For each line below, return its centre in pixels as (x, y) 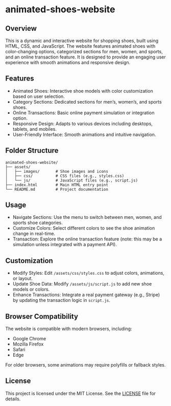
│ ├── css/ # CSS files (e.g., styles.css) (65, 176)
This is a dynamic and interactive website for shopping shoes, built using (82, 40)
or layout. (23, 278)
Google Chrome (29, 339)
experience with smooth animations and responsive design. (68, 62)
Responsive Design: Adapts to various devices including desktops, (83, 124)
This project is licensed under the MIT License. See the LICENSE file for (81, 393)
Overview (21, 28)
